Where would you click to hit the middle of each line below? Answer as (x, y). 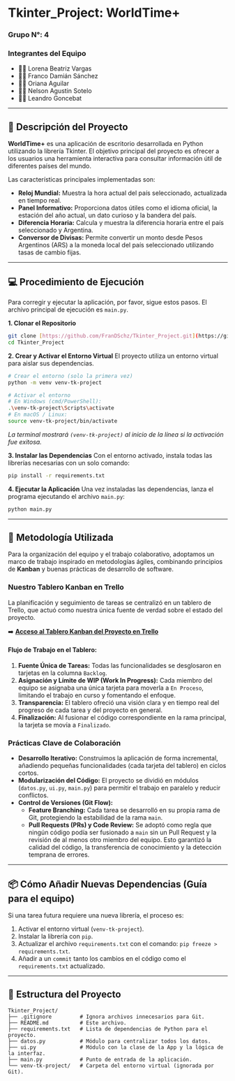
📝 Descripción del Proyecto (68, 127)
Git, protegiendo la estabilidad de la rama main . (96, 818)
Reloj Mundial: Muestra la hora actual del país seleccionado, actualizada (122, 193)
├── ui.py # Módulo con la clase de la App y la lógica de (116, 1047)
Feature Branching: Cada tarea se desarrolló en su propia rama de (124, 810)
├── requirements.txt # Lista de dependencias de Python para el (108, 1029)
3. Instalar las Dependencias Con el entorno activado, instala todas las (110, 455)
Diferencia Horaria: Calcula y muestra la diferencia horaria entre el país (121, 223)
